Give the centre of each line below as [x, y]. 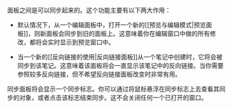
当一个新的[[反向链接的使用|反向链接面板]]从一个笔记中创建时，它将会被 [120, 57]
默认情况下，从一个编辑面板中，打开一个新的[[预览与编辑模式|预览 [111, 25]
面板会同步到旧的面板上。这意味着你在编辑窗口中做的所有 [128, 34]
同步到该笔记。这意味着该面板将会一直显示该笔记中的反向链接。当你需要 [120, 65]
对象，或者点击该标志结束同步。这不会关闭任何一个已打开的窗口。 [113, 98]
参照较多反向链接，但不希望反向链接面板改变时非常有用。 [99, 74]
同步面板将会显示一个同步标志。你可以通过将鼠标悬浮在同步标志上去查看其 [113, 89]
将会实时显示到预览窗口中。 [75, 42]
